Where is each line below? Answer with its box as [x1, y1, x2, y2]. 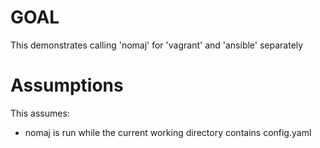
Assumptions [10, 74, 124, 97]
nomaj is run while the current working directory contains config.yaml [24, 126, 312, 138]
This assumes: [10, 107, 70, 119]
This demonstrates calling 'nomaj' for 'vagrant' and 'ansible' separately [10, 39, 304, 51]
